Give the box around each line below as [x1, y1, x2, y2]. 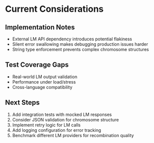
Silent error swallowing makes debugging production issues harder [12, 41, 149, 47]
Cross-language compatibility [12, 84, 73, 90]
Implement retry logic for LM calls [12, 122, 81, 128]
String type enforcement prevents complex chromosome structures [12, 47, 149, 52]
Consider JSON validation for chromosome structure [12, 116, 119, 122]
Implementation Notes [5, 23, 75, 31]
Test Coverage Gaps [5, 60, 69, 69]
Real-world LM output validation [12, 74, 78, 80]
